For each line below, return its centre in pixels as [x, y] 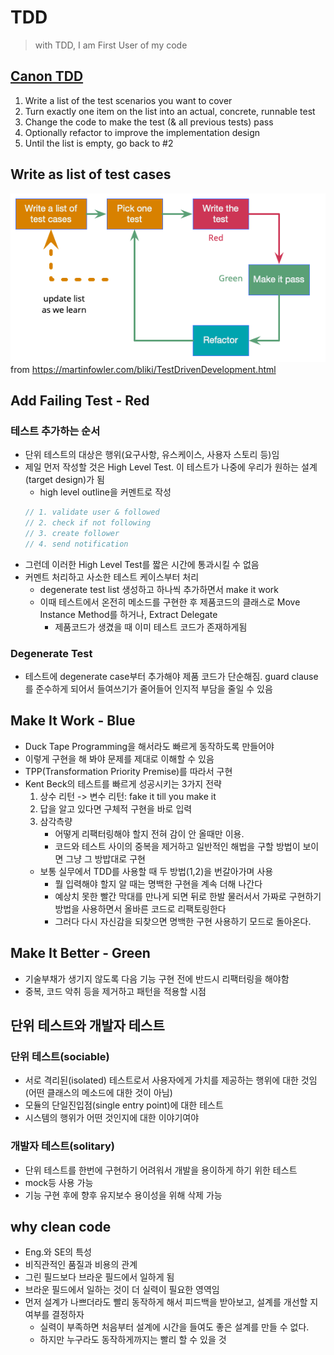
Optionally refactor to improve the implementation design [142, 132]
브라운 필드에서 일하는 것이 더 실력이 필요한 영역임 [122, 1290]
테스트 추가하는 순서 [55, 431]
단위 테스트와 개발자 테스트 [87, 1026]
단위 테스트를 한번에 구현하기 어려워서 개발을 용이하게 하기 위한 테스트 [161, 1170]
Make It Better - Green [80, 953]
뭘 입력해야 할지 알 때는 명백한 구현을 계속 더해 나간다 [158, 883]
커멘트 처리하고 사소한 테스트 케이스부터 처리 [112, 577]
